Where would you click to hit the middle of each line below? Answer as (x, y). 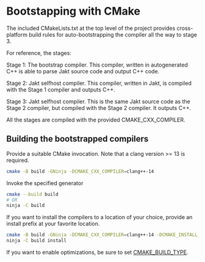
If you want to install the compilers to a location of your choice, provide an (99, 217)
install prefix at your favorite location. (53, 224)
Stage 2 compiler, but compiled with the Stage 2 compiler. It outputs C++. (99, 107)
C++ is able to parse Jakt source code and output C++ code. (83, 71)
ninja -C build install (37, 241)
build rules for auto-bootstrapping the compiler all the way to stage (113, 34)
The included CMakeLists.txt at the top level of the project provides (91, 28)
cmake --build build (33, 194)
